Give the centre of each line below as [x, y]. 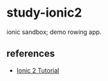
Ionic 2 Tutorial [38, 70]
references [31, 54]
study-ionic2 [44, 13]
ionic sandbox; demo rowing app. [54, 32]
